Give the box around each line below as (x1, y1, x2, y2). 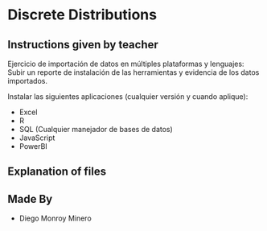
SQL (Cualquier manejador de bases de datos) (18, 125, 174, 134)
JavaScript (18, 133, 55, 142)
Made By (7, 192, 53, 206)
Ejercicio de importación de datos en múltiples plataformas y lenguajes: (7, 59, 244, 68)
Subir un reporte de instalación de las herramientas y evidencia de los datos (7, 68, 260, 77)
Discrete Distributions (7, 6, 158, 24)
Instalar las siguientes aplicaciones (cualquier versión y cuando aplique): (7, 92, 249, 101)
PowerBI (18, 142, 47, 151)
